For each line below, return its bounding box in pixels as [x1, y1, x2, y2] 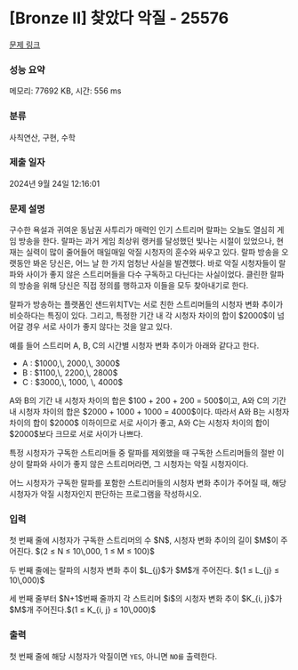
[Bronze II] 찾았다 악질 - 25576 [9, 8, 230, 28]
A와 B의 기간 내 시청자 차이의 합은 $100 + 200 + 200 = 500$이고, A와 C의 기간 [9, 395, 286, 406]
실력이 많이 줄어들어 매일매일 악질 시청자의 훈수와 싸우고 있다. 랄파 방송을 [25, 246, 280, 258]
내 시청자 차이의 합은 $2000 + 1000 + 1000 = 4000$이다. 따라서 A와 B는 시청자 [9, 407, 290, 417]
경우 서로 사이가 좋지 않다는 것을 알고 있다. [25, 321, 173, 332]
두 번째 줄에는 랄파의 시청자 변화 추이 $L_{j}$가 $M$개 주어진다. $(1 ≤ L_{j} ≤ [9, 565, 280, 576]
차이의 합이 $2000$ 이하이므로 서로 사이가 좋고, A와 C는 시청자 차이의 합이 [9, 417, 270, 428]
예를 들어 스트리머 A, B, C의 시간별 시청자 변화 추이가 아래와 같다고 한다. [9, 340, 260, 351]
